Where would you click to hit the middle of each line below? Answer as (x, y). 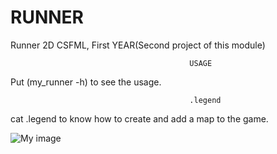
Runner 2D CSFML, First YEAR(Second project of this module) (138, 45)
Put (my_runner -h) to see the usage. (86, 82)
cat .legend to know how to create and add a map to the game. (139, 118)
